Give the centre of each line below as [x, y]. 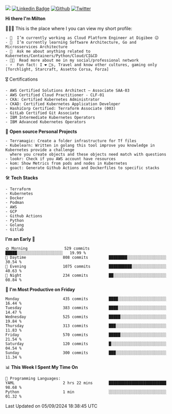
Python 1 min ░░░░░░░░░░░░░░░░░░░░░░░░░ [86, 392]
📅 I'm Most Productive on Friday [40, 289]
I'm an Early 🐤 [20, 239]
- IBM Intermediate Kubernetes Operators [50, 118]
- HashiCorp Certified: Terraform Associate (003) [61, 108]
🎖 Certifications [22, 79]
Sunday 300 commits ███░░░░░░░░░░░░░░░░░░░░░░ [86, 353]
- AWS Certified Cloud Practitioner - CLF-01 [55, 95]
